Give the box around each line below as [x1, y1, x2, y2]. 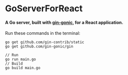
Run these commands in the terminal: [5, 30, 80, 36]
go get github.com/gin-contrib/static [5, 40, 84, 45]
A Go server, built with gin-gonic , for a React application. [5, 19, 124, 25]
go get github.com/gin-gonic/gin [5, 44, 74, 49]
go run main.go [5, 57, 36, 62]
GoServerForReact [5, 3, 83, 14]
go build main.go [5, 66, 41, 71]
